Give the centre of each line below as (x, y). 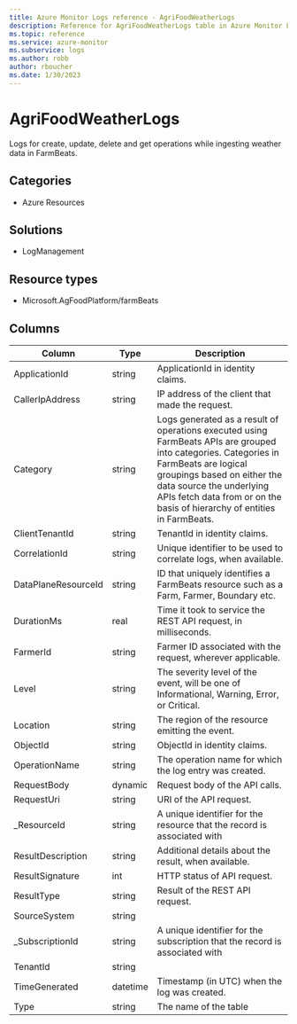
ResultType (37, 895)
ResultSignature (46, 876)
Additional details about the (214, 850)
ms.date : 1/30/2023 (45, 75)
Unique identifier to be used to (220, 548)
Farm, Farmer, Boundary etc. (216, 595)
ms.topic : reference (47, 34)
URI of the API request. (204, 799)
